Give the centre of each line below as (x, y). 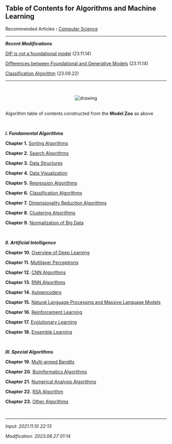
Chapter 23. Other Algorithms (37, 401)
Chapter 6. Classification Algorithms (44, 193)
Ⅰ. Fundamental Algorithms (34, 133)
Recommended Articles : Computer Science (52, 29)
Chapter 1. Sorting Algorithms (37, 143)
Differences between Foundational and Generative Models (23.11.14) (77, 63)
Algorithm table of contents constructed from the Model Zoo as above (79, 113)
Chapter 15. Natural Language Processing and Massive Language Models (83, 302)
